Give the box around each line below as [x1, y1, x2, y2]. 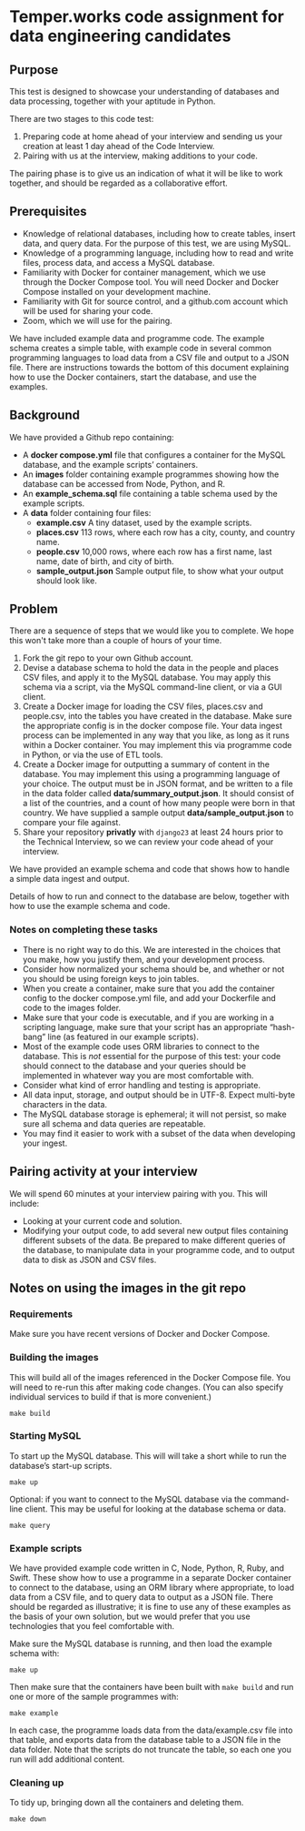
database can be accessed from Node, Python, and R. [22, 478, 225, 489]
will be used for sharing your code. [22, 305, 153, 316]
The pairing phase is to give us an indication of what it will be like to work [9, 168, 283, 178]
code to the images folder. [22, 1002, 121, 1013]
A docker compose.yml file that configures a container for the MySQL [22, 449, 286, 460]
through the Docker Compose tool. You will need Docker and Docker [22, 276, 280, 288]
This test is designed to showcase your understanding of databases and [9, 86, 280, 96]
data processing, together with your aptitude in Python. [9, 96, 216, 106]
